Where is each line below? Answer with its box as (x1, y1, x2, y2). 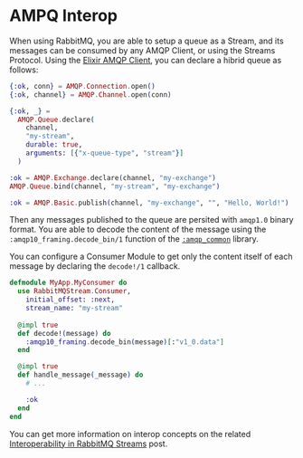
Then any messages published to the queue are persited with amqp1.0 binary (9, 215, 294, 225)
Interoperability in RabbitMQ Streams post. (9, 438, 168, 449)
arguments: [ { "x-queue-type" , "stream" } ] (25, 148, 184, 158)
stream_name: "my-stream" (25, 304, 124, 313)
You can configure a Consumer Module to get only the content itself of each (9, 251, 293, 262)
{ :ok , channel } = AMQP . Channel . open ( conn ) (9, 90, 172, 100)
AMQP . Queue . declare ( (17, 115, 95, 124)
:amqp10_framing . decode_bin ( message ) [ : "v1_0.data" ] (25, 337, 224, 347)
